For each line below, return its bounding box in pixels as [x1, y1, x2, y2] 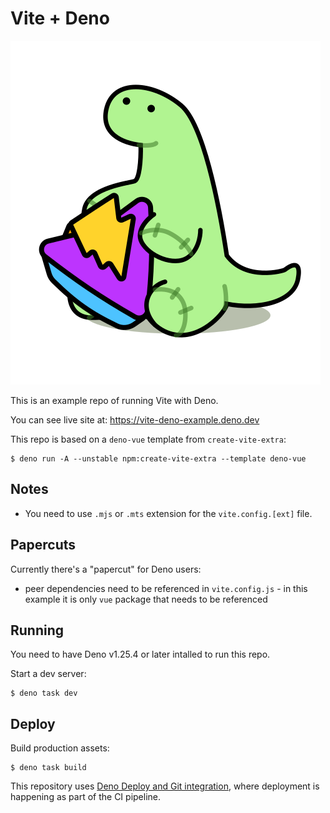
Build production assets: [10, 742, 110, 754]
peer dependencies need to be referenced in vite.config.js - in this [24, 582, 308, 594]
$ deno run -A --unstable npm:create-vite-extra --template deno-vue [10, 453, 307, 464]
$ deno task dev [10, 688, 78, 699]
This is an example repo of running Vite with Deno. [10, 394, 219, 406]
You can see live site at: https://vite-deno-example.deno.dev [10, 413, 260, 426]
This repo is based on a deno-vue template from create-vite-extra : [10, 433, 287, 445]
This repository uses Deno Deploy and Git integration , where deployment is [10, 780, 320, 792]
